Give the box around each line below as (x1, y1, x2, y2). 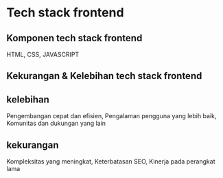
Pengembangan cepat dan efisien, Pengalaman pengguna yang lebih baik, (6, 112, 217, 120)
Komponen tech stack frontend (6, 32, 143, 44)
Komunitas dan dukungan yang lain (6, 119, 106, 128)
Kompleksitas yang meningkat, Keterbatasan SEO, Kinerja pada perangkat (6, 157, 215, 166)
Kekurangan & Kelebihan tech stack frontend (6, 70, 202, 82)
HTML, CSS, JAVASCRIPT (6, 50, 80, 58)
